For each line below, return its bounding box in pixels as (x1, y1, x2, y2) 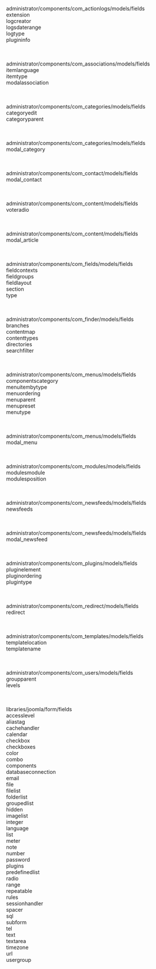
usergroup (6, 957, 31, 963)
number (6, 850, 25, 857)
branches (6, 322, 29, 329)
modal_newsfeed (6, 536, 48, 543)
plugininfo (6, 37, 31, 43)
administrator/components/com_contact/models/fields (6, 170, 138, 176)
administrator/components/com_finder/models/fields (6, 316, 134, 323)
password (6, 856, 31, 863)
